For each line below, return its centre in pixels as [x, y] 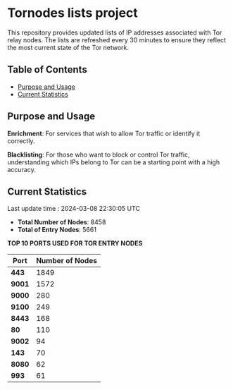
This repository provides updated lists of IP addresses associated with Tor [115, 32]
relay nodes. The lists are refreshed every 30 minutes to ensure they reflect [117, 39]
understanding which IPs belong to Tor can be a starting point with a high [114, 162]
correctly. [21, 141]
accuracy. [22, 169]
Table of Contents [48, 69]
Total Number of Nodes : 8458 [62, 222]
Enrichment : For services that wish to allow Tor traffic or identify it [104, 133]
